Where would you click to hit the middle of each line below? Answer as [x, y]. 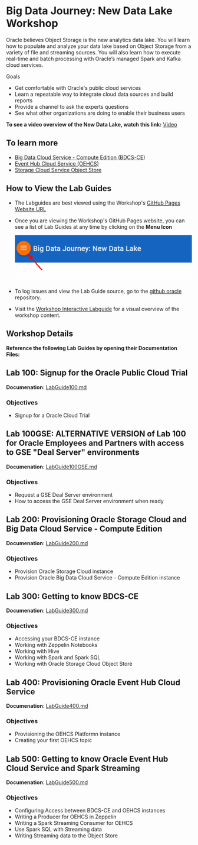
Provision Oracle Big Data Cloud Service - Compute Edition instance [97, 578]
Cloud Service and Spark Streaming [73, 768]
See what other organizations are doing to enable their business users [100, 113]
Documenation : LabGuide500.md [47, 782]
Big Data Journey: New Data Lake [89, 11]
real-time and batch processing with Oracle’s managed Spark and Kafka [93, 59]
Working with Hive [37, 651]
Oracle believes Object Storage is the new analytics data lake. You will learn [98, 40]
